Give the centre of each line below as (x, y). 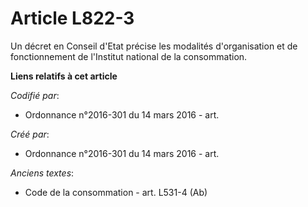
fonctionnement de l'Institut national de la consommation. (129, 56)
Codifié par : (35, 95)
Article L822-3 (72, 18)
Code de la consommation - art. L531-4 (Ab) (116, 192)
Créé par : (30, 134)
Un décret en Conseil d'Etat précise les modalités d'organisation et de (154, 46)
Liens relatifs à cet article (64, 76)
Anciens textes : (42, 173)
